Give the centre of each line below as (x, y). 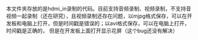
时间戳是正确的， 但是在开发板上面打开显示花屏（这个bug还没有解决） (92, 31)
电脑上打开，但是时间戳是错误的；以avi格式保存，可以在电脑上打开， (106, 23)
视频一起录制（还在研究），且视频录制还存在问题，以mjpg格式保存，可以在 (97, 16)
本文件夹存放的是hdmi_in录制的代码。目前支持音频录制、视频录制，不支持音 (99, 9)
